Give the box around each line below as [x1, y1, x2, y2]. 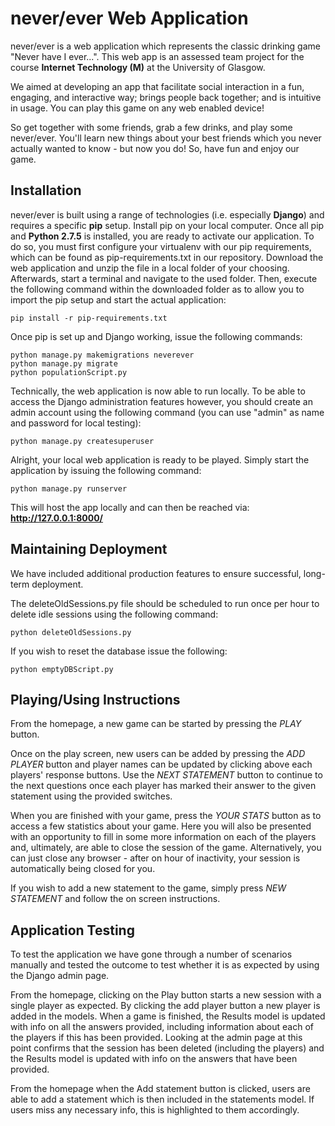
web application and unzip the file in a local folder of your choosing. [10, 262, 290, 274]
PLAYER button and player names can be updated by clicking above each [10, 758, 313, 771]
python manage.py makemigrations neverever [10, 350, 195, 360]
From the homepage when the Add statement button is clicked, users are [10, 1083, 311, 1095]
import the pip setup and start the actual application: [10, 293, 227, 306]
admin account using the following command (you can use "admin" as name [10, 406, 325, 418]
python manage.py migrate [10, 358, 118, 369]
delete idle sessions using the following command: [10, 608, 219, 620]
